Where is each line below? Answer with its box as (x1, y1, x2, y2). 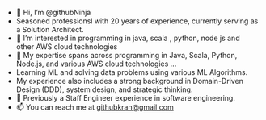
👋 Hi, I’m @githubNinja (15, 8, 91, 17)
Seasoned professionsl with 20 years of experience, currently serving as (15, 16, 259, 26)
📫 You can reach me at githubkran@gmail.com (15, 102, 174, 112)
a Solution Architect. (15, 25, 84, 34)
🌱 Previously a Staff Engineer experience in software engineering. (15, 93, 236, 102)
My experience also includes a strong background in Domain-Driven (15, 77, 244, 85)
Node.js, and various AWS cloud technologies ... (15, 59, 177, 68)
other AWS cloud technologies (15, 42, 118, 52)
